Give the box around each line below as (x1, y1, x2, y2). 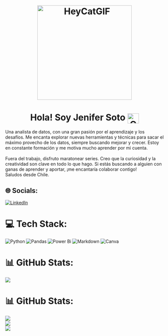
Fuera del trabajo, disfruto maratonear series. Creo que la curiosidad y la (5, 156, 156, 162)
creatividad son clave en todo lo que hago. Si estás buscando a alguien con (5, 161, 162, 167)
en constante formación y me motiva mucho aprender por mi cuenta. (5, 145, 148, 151)
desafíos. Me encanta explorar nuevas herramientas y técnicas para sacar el (5, 134, 164, 141)
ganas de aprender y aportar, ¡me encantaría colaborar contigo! (5, 166, 137, 172)
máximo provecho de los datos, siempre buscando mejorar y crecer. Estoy (5, 140, 159, 146)
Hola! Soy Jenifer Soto (30, 112, 126, 123)
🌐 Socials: (5, 186, 38, 195)
